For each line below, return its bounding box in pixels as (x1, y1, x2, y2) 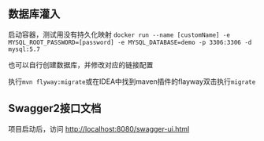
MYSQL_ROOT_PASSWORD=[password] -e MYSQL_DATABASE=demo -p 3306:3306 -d (8, 38, 252, 46)
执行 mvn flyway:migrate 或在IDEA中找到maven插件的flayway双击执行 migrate (8, 77, 256, 86)
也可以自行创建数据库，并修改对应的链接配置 (8, 60, 154, 69)
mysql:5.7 (8, 45, 41, 53)
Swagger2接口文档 (8, 102, 102, 115)
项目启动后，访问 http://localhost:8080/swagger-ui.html (8, 124, 190, 133)
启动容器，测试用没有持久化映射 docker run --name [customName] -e (8, 30, 231, 39)
